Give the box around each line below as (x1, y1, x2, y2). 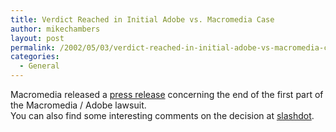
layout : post (10, 33, 65, 43)
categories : (10, 52, 60, 62)
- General (19, 61, 60, 71)
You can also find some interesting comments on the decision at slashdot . (10, 110, 315, 121)
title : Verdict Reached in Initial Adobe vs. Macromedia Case (10, 14, 275, 25)
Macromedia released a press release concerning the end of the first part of (10, 89, 324, 100)
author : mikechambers (10, 24, 101, 34)
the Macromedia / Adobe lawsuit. (10, 99, 147, 111)
